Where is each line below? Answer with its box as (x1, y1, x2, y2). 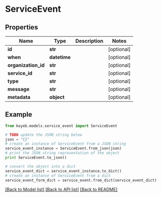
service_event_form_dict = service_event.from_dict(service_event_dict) (5, 178, 157, 183)
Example (5, 111, 32, 119)
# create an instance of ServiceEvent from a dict (5, 173, 111, 178)
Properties (5, 23, 38, 31)
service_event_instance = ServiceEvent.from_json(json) (5, 146, 122, 151)
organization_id (7, 62, 45, 68)
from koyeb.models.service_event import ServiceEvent (5, 123, 118, 128)
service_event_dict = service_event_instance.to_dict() (5, 169, 122, 173)
